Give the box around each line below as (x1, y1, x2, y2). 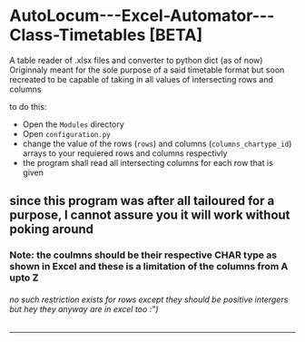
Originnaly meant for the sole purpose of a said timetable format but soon (9, 64, 285, 75)
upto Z (9, 271, 39, 284)
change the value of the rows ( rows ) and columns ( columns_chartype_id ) (22, 138, 292, 149)
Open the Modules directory (22, 119, 124, 130)
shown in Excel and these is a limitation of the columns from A (9, 260, 289, 273)
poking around (9, 221, 93, 237)
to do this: (9, 101, 47, 112)
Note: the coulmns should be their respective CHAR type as (9, 249, 278, 261)
